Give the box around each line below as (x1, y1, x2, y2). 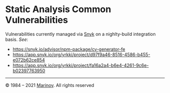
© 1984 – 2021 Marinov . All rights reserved (5, 82, 95, 88)
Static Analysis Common (5, 4, 111, 15)
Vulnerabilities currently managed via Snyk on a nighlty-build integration (5, 31, 156, 37)
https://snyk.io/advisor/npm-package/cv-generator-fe (12, 46, 125, 52)
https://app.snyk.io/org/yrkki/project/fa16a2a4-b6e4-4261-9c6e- (12, 62, 149, 68)
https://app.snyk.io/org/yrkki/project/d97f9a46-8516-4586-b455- (12, 52, 151, 58)
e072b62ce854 (12, 57, 45, 63)
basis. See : (5, 36, 28, 42)
